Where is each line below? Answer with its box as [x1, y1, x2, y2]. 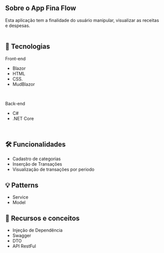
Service [12, 194, 28, 200]
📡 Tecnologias [5, 42, 50, 51]
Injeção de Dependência [12, 227, 63, 234]
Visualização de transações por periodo [12, 167, 95, 173]
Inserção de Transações [12, 161, 62, 167]
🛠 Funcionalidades [5, 140, 66, 149]
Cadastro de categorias [12, 156, 61, 162]
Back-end [5, 100, 25, 106]
